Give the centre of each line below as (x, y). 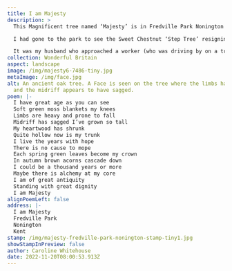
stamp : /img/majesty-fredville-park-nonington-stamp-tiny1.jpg (100, 238)
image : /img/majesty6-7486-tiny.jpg (60, 71)
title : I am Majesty (37, 13)
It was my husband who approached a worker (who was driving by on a (115, 52)
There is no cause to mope (52, 148)
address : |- (24, 206)
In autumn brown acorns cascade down (68, 161)
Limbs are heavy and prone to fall (65, 116)
